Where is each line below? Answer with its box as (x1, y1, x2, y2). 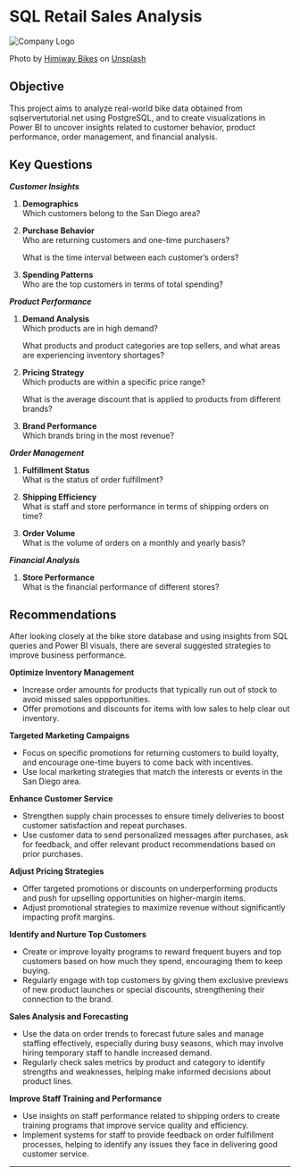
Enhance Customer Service (9, 794, 113, 804)
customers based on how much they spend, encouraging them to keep (21, 956, 283, 967)
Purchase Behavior (21, 225, 96, 236)
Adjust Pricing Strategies (9, 866, 104, 877)
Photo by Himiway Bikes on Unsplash (9, 53, 146, 63)
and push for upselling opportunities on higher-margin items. (21, 893, 246, 903)
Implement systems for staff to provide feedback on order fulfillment (21, 1130, 274, 1140)
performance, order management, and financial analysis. (9, 131, 218, 142)
